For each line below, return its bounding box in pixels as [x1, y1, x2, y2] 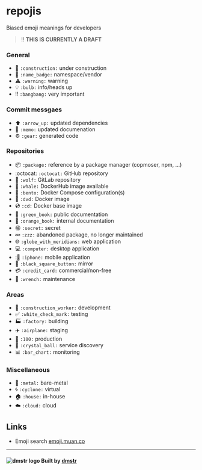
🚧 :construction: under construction [14, 64, 107, 72]
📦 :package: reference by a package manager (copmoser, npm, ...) [14, 161, 182, 168]
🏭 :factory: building [14, 318, 69, 325]
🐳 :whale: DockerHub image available [14, 182, 109, 190]
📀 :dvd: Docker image [14, 195, 70, 202]
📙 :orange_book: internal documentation [14, 217, 114, 224]
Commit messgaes [6, 105, 63, 114]
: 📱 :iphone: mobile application [14, 253, 90, 261]
